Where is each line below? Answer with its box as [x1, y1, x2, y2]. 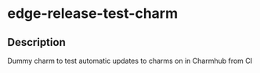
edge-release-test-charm [7, 5, 179, 23]
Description [7, 36, 66, 49]
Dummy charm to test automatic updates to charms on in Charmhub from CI [7, 56, 253, 65]
